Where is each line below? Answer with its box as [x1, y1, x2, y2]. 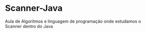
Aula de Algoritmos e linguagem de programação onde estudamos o [5, 18, 141, 24]
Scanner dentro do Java [5, 23, 53, 29]
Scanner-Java [5, 3, 63, 14]
